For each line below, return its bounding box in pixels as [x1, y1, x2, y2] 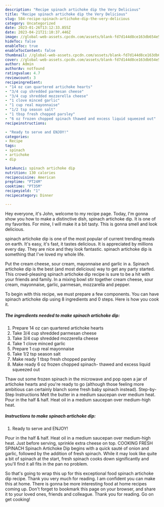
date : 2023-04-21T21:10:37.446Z [5, 30, 71, 35]
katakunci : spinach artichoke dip [5, 166, 76, 171]
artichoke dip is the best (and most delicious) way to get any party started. [5, 266, 155, 272]
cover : [5, 57, 19, 62]
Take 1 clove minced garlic [12, 340, 66, 346]
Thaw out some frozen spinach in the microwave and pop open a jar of [5, 376, 147, 382]
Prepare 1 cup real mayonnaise [12, 346, 74, 352]
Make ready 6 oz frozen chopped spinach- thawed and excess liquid [12, 361, 150, 367]
